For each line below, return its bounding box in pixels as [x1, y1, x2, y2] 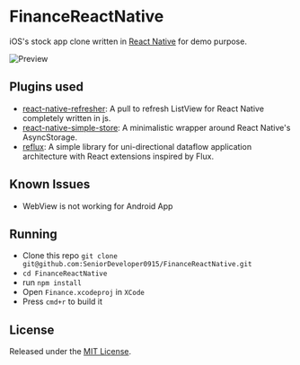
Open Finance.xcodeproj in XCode [22, 287, 146, 298]
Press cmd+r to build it [22, 296, 103, 307]
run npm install [22, 277, 83, 288]
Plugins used [9, 79, 84, 95]
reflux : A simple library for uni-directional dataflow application [22, 141, 252, 152]
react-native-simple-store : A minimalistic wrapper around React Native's [22, 122, 291, 133]
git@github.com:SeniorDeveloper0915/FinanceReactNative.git [22, 260, 252, 269]
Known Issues [9, 177, 91, 192]
